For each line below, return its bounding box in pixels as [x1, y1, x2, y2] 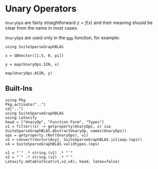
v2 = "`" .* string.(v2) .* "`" [5, 154, 73, 159]
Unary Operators [5, 3, 77, 15]
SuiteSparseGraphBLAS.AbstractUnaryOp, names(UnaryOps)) [5, 128, 127, 133]
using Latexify [5, 115, 37, 120]
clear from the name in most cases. [5, 25, 79, 31]
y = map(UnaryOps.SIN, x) [5, 62, 59, 67]
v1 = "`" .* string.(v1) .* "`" [5, 150, 73, 155]
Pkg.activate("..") [5, 102, 46, 107]
